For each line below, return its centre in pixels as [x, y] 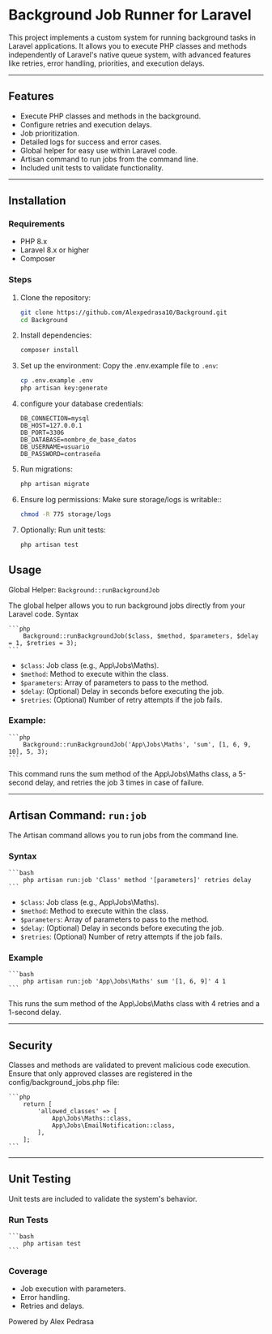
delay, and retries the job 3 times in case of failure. [119, 782]
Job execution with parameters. [73, 1289]
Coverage [28, 1272]
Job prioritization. [49, 133]
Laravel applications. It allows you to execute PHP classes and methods [127, 45]
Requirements [37, 224]
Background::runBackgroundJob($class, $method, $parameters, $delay [141, 636]
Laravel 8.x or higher [55, 250]
